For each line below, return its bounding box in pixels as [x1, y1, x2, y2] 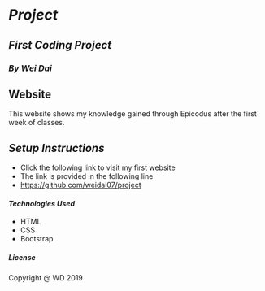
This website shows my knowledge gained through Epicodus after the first [8, 109, 258, 119]
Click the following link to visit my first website [20, 163, 176, 172]
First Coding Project [8, 38, 112, 52]
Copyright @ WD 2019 [8, 273, 84, 283]
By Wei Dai [8, 63, 53, 74]
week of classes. [8, 118, 65, 128]
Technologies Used [8, 198, 76, 208]
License [8, 252, 37, 262]
